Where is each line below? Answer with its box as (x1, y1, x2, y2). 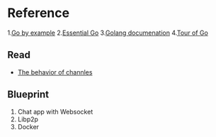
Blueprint (7, 89, 50, 101)
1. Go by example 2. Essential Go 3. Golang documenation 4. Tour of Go (7, 28, 209, 37)
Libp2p (17, 115, 39, 124)
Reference (7, 5, 69, 21)
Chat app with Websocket (17, 107, 93, 116)
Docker (17, 122, 40, 131)
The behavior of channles (17, 67, 93, 76)
